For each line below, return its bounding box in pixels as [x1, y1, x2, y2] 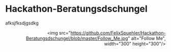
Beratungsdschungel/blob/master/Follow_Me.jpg [26, 35, 128, 41]
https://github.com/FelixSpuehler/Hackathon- [70, 30, 166, 36]
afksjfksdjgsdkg [5, 20, 39, 26]
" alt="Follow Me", [128, 35, 166, 41]
